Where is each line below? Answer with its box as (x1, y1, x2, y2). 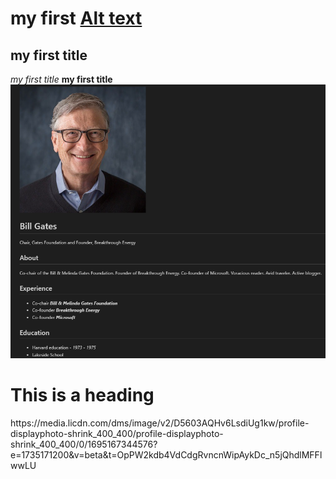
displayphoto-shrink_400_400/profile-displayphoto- (10, 428, 224, 440)
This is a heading (10, 384, 155, 407)
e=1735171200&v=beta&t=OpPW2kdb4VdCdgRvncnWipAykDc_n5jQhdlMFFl (10, 449, 323, 461)
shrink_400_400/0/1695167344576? (10, 438, 158, 451)
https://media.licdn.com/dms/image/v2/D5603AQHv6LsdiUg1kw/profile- (10, 417, 310, 429)
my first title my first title (10, 73, 113, 85)
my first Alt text (10, 7, 143, 30)
